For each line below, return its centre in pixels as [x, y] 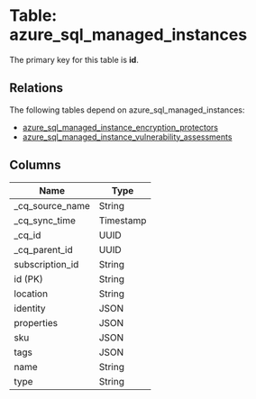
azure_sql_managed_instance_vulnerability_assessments [127, 137]
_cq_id [27, 235]
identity [30, 308]
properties [36, 322]
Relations [37, 88]
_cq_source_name [52, 205]
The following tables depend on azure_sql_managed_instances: [127, 110]
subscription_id [46, 264]
